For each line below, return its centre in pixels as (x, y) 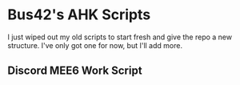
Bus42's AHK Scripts (79, 15)
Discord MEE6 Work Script (75, 71)
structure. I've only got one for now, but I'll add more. (95, 45)
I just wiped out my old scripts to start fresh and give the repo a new (120, 37)
